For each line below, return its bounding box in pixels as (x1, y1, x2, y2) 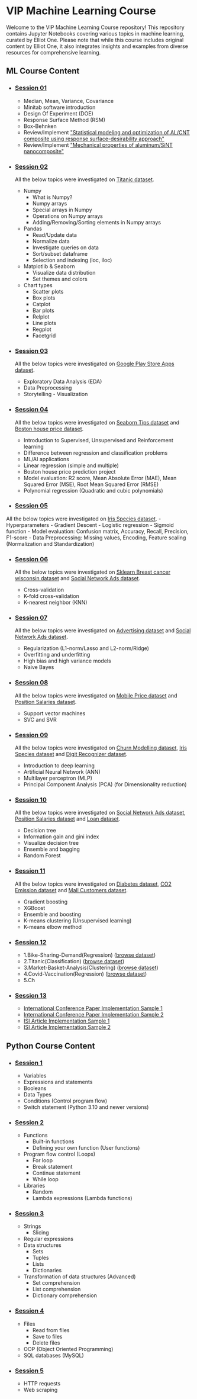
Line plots (32, 319, 57, 326)
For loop (32, 1157, 53, 1164)
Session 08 (14, 678, 49, 687)
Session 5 (14, 1366, 44, 1375)
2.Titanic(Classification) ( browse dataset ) (23, 957, 125, 964)
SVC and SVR (23, 716, 57, 723)
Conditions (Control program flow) (23, 1097, 108, 1104)
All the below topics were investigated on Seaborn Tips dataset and (14, 419, 180, 426)
